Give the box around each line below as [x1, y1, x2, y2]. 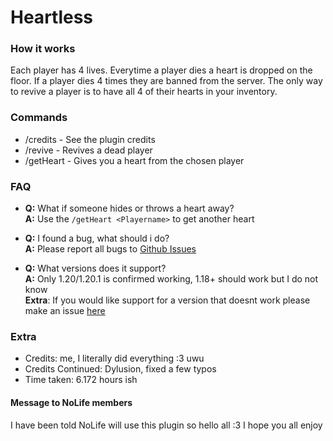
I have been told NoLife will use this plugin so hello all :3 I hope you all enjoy [10, 419, 323, 431]
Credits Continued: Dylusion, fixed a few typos [24, 363, 217, 375]
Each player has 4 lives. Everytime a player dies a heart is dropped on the [10, 64, 313, 76]
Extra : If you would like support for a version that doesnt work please [24, 294, 311, 306]
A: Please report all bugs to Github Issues [24, 243, 197, 255]
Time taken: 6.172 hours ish [24, 374, 138, 386]
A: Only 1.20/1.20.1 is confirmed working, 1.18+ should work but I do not [24, 273, 319, 285]
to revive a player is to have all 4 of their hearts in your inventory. [10, 86, 278, 98]
